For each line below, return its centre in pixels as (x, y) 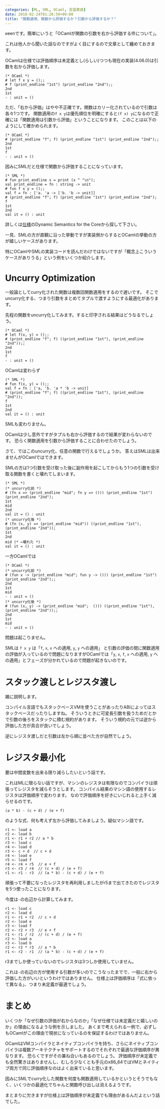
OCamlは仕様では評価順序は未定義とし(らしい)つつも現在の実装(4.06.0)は (80, 61)
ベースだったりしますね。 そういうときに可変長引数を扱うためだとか (87, 713)
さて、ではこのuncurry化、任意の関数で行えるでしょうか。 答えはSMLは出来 (82, 451)
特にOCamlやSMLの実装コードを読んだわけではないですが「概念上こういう (81, 251)
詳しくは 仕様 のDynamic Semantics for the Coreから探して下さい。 (72, 224)
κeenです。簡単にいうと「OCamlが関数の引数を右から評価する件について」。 (82, 34)
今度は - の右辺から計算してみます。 (41, 900)
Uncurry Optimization (50, 278)
